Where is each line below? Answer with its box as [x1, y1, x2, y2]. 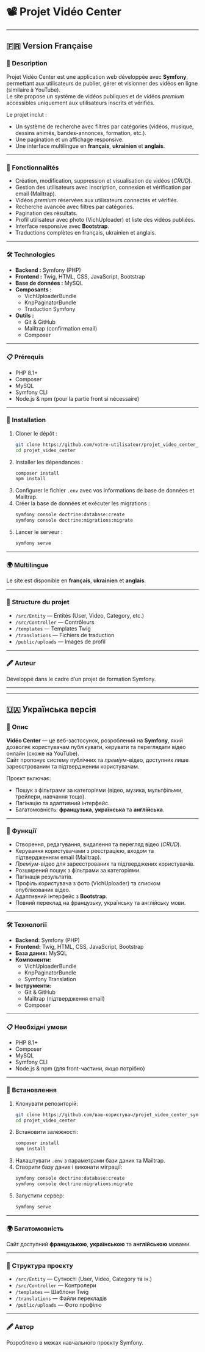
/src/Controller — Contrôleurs [15, 618, 95, 626]
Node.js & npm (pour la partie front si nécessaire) [15, 395, 139, 402]
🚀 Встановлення [6, 1086, 57, 1094]
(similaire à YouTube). [6, 86, 61, 93]
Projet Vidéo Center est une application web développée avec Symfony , [6, 73, 188, 80]
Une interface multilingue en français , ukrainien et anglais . [15, 142, 165, 150]
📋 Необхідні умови [6, 1023, 68, 1031]
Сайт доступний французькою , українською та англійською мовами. [6, 1241, 191, 1248]
